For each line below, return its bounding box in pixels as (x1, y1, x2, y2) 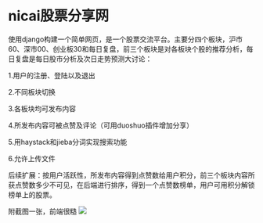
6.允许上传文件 (8, 153, 56, 163)
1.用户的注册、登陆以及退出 (8, 70, 95, 80)
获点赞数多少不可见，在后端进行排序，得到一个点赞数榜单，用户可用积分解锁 (8, 180, 255, 189)
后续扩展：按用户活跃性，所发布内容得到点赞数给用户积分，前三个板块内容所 (8, 170, 255, 180)
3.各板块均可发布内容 (8, 103, 77, 113)
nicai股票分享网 (8, 7, 110, 25)
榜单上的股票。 (8, 189, 56, 200)
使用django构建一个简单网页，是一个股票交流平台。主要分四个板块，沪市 (8, 34, 243, 44)
